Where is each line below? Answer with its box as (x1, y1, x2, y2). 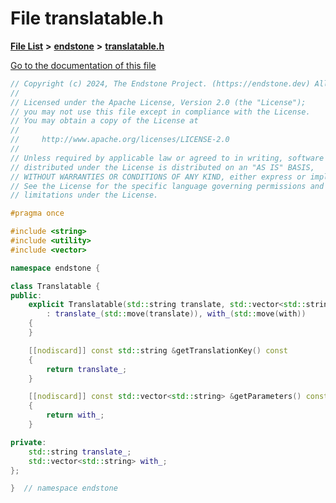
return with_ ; (46, 410, 105, 421)
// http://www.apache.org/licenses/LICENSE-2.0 (10, 135, 230, 145)
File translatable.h (10, 7, 164, 30)
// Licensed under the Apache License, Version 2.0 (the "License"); (10, 97, 307, 107)
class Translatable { (10, 281, 101, 291)
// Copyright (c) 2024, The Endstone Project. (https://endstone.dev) (10, 78, 311, 89)
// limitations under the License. (10, 190, 159, 201)
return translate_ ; (46, 364, 128, 374)
